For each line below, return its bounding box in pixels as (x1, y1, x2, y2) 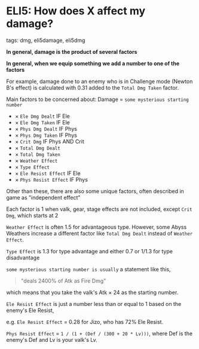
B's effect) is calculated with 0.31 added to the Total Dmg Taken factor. (6, 84, 179, 91)
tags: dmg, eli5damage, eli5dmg (6, 36, 85, 44)
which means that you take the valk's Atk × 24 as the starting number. (6, 289, 179, 296)
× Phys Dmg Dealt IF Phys (14, 125, 78, 132)
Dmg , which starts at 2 (6, 212, 59, 219)
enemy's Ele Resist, (6, 307, 54, 314)
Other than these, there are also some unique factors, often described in (6, 187, 184, 195)
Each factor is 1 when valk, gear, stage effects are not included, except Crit (6, 205, 192, 213)
